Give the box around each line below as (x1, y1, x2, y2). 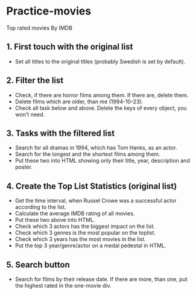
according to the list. (14, 204, 66, 211)
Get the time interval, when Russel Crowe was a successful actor (14, 197, 177, 204)
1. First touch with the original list (6, 42, 133, 52)
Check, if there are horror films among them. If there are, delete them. (14, 91, 189, 99)
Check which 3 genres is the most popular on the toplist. (14, 229, 156, 236)
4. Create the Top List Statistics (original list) (6, 181, 177, 191)
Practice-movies (6, 4, 92, 18)
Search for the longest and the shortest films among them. (14, 151, 161, 158)
